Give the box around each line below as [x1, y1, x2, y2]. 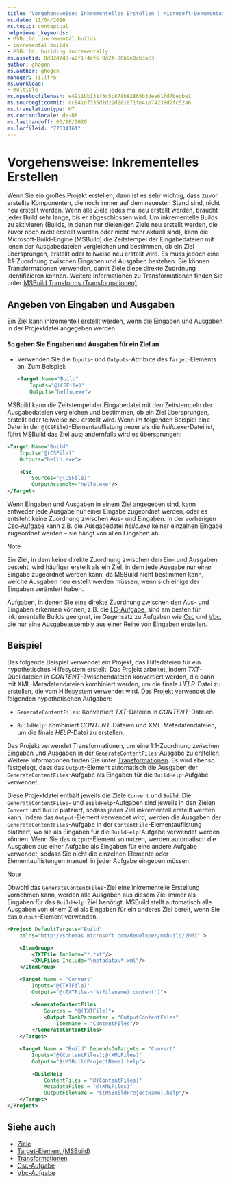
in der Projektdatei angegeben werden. [7, 324, 117, 333]
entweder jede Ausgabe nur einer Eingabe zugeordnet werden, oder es [7, 507, 208, 516]
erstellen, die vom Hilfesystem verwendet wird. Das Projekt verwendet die [7, 687, 216, 695]
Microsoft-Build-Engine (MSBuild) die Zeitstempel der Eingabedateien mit [7, 235, 214, 243]
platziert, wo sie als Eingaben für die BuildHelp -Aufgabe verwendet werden [7, 827, 220, 836]
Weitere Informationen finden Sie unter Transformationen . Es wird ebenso [7, 756, 215, 764]
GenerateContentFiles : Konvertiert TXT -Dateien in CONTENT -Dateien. [16, 708, 215, 716]
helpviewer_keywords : [7, 29, 69, 36]
